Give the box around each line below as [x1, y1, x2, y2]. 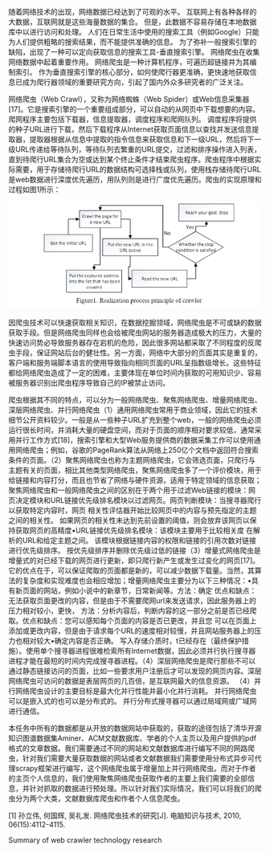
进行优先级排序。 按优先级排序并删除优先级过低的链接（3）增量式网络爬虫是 [8, 545, 261, 555]
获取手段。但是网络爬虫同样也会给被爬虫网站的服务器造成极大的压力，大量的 [8, 328, 262, 337]
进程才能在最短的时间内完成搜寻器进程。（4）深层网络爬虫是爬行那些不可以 [8, 655, 256, 665]
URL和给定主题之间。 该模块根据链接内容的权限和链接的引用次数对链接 [22, 535, 257, 545]
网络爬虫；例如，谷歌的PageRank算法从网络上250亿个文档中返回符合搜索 [14, 445, 259, 455]
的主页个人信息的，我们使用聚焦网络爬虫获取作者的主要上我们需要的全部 [8, 773, 247, 783]
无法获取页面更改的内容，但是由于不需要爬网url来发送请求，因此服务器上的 [8, 595, 257, 605]
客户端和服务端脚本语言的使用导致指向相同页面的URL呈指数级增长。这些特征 [8, 357, 262, 367]
